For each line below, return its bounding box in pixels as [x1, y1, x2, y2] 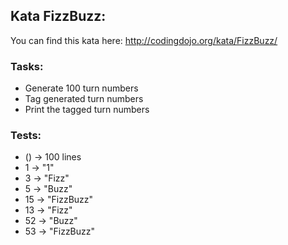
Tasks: [10, 59, 44, 73]
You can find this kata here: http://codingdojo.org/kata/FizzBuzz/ [10, 34, 278, 46]
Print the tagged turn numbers [24, 104, 150, 116]
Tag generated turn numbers [24, 93, 144, 105]
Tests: [10, 129, 42, 143]
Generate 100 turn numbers [24, 82, 139, 94]
